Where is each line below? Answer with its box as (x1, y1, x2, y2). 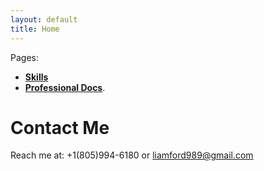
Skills (24, 71, 49, 83)
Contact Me (10, 116, 110, 139)
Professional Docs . (24, 81, 106, 93)
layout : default (10, 14, 78, 25)
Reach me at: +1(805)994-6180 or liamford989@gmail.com (10, 149, 254, 161)
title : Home (10, 24, 60, 34)
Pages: (10, 51, 39, 63)
